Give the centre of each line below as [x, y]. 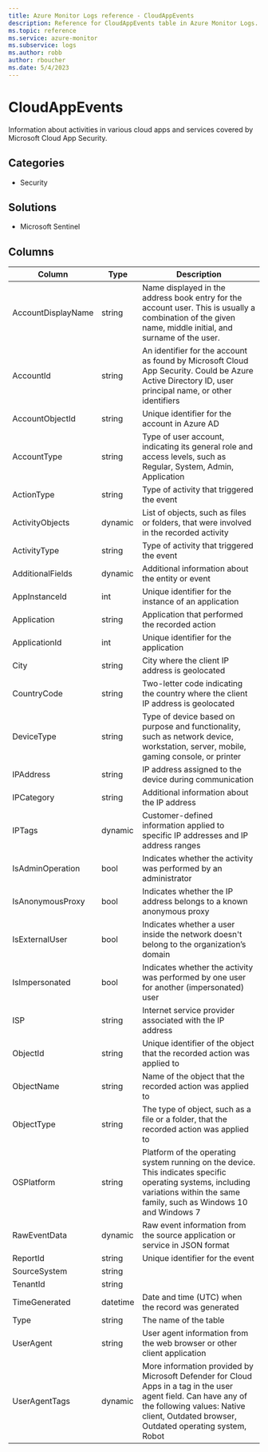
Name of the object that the [193, 1076]
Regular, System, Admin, [188, 467]
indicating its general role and [198, 447]
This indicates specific [184, 1172]
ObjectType [34, 1124]
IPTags [25, 831]
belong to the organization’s [194, 944]
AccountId [32, 376]
